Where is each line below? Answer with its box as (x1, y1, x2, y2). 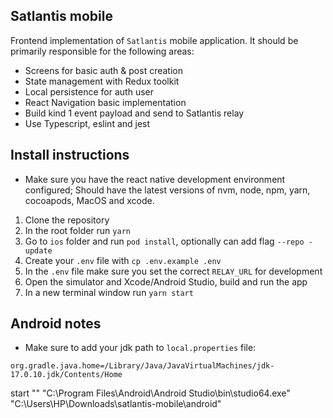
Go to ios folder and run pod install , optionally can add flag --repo (24, 235, 305, 247)
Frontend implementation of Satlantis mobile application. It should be (10, 34, 299, 46)
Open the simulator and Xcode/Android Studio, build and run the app (24, 275, 308, 288)
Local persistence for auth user (24, 85, 154, 98)
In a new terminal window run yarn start (24, 286, 194, 298)
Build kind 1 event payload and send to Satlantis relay (24, 107, 245, 119)
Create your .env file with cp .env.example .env (24, 254, 222, 266)
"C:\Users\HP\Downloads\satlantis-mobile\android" (10, 398, 222, 410)
